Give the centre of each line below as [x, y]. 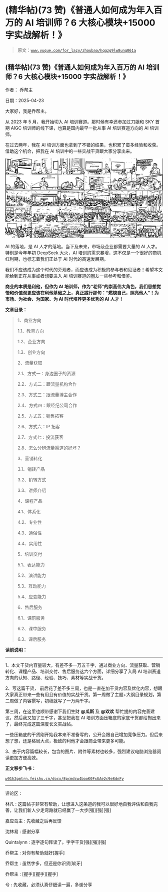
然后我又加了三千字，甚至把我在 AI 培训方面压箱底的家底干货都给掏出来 [87, 718]
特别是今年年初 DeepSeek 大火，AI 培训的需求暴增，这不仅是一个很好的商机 [83, 253]
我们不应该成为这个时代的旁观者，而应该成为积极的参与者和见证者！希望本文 [84, 270]
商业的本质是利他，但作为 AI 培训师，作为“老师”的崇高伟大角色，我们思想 [81, 287]
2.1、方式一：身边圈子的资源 [46, 374]
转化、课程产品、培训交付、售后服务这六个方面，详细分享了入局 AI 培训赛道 [83, 671]
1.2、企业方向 [31, 342]
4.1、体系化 [29, 512]
